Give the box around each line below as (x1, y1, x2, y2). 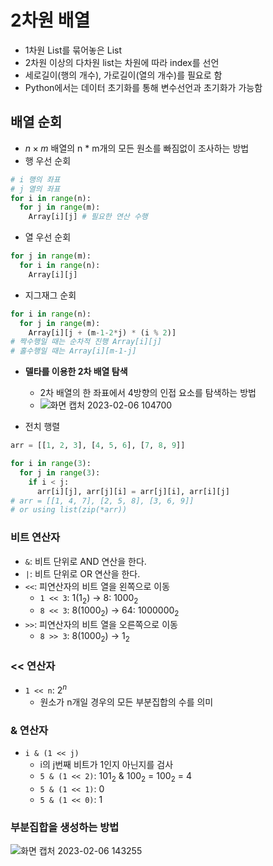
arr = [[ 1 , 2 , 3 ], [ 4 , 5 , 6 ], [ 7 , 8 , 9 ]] (10, 441, 186, 451)
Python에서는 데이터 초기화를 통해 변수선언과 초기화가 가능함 (24, 81, 263, 93)
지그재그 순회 (24, 289, 77, 301)
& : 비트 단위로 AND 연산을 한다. (24, 555, 147, 567)
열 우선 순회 (24, 231, 72, 243)
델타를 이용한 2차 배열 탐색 (24, 366, 128, 378)
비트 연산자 (10, 531, 61, 545)
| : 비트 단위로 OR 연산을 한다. (24, 567, 141, 580)
